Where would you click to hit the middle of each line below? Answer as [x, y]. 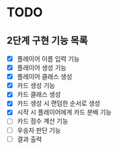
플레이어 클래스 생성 [44, 77]
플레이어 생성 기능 [41, 68]
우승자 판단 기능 [39, 130]
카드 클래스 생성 [39, 95]
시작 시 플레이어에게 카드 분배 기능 [64, 112]
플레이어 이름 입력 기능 [48, 59]
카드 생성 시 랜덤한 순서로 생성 [58, 103]
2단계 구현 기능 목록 [47, 40]
